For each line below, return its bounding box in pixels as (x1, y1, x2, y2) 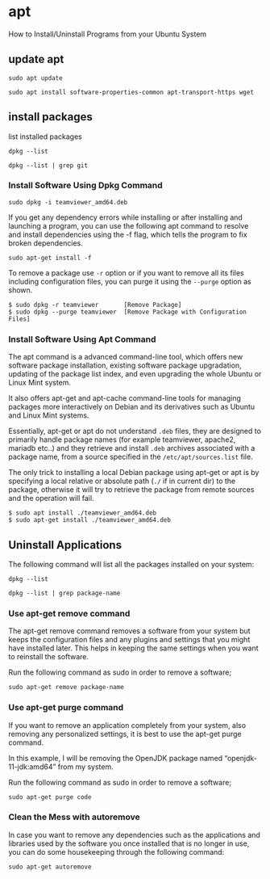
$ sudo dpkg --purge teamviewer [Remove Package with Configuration (8, 308, 247, 316)
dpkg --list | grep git (8, 161, 89, 170)
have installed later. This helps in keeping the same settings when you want (8, 643, 260, 653)
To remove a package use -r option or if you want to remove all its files (8, 267, 244, 277)
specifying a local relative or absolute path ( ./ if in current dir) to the (8, 476, 236, 486)
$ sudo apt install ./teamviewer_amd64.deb (8, 509, 157, 517)
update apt (8, 53, 64, 66)
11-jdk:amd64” (8, 762, 56, 772)
